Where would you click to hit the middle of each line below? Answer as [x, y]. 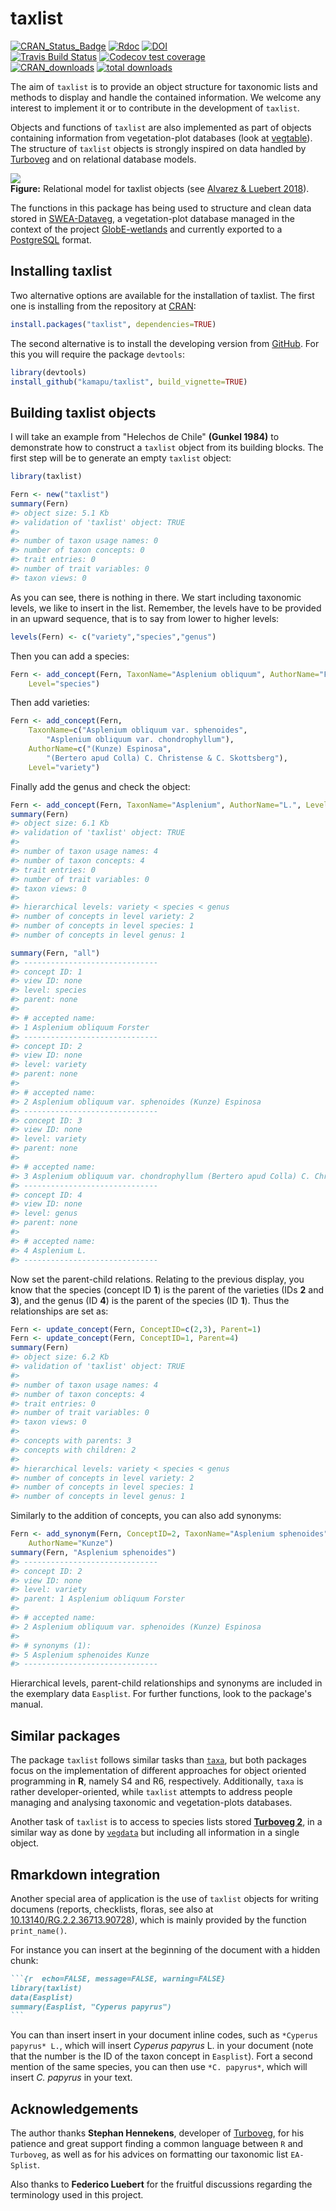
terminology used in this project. [77, 2195]
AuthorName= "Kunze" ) [71, 1543]
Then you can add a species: [70, 656]
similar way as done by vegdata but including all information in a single [155, 1833]
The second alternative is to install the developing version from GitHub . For [165, 343]
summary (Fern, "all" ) [55, 953]
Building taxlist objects [83, 412]
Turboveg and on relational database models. [103, 159]
